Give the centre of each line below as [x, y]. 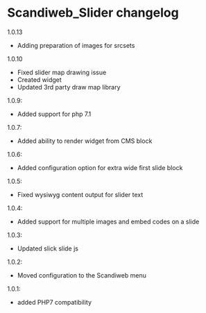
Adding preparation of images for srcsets [76, 45]
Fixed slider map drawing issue [62, 72]
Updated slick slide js [48, 248]
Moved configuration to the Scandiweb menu [82, 275]
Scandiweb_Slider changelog [93, 13]
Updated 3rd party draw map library [69, 87]
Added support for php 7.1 [54, 114]
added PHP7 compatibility [54, 302]
